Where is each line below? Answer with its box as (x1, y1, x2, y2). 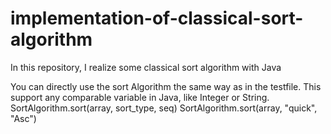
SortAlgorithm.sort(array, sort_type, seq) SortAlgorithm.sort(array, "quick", (10, 102, 318, 114)
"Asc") (10, 112, 37, 124)
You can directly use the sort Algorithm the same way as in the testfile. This (10, 80, 322, 92)
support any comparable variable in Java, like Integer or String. (10, 91, 270, 103)
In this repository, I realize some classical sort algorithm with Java (10, 61, 282, 73)
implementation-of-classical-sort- (10, 7, 304, 30)
